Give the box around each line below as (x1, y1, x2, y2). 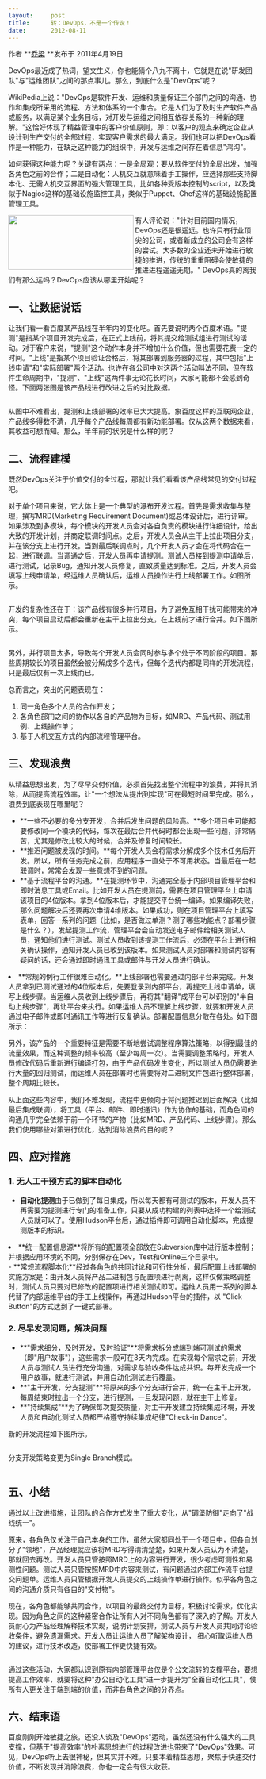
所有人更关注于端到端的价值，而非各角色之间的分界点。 (8, 1684, 188, 1694)
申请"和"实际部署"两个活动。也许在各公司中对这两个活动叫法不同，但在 (14, 363, 247, 373)
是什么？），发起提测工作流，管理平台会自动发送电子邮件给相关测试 (19, 925, 239, 935)
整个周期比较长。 (8, 1078, 64, 1087)
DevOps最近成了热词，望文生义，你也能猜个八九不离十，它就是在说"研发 (8, 66, 246, 75)
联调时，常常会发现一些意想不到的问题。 (19, 866, 152, 875)
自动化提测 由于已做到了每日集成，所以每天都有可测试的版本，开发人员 (19, 1195, 249, 1205)
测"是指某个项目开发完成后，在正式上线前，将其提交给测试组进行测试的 (8, 333, 241, 343)
